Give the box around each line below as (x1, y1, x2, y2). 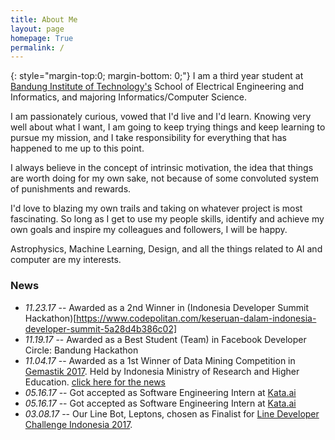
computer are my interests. (10, 254, 122, 266)
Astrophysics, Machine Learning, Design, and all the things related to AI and (10, 243, 323, 255)
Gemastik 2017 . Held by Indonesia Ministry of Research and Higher (24, 365, 300, 377)
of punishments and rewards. (10, 183, 132, 195)
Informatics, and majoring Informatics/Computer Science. (10, 91, 248, 103)
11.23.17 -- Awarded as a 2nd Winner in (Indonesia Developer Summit (24, 301, 309, 313)
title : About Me (10, 14, 78, 25)
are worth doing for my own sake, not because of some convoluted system (10, 172, 319, 185)
